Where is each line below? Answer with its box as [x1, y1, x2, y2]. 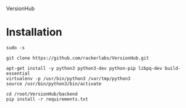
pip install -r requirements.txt [6, 96, 89, 102]
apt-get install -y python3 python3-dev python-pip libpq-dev [6, 65, 162, 71]
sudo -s [6, 45, 25, 50]
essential [6, 70, 31, 76]
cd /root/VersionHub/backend [6, 91, 78, 97]
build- [164, 65, 181, 71]
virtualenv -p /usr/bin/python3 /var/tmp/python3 [6, 76, 131, 82]
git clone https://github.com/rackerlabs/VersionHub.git [6, 55, 149, 61]
